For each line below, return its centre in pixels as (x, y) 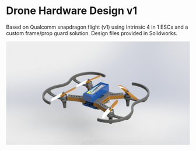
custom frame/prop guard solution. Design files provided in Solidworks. (92, 33)
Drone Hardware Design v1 (72, 11)
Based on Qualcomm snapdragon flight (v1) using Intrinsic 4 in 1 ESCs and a (97, 27)
